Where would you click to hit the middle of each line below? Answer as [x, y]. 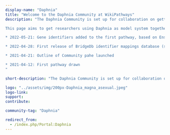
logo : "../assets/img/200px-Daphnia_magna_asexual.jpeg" [67, 88]
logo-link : [17, 92]
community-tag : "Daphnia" [32, 111]
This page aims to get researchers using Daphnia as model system [77, 28]
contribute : [18, 102]
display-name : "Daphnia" [31, 10]
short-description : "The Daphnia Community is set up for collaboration [83, 79]
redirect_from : [21, 120]
